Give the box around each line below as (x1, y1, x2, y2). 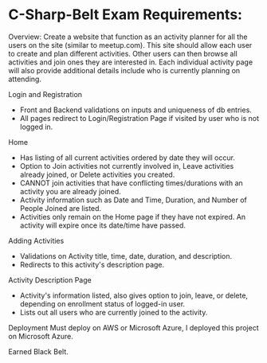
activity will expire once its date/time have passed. (19, 221, 186, 230)
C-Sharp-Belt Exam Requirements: (8, 6, 243, 24)
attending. (8, 74, 42, 84)
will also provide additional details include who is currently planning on (8, 65, 241, 75)
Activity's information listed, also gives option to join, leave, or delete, (19, 291, 249, 300)
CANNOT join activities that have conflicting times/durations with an (19, 178, 243, 188)
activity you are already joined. (19, 186, 121, 196)
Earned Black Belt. (8, 346, 69, 356)
